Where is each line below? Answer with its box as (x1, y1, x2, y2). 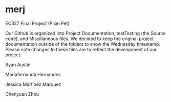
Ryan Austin (5, 61, 31, 67)
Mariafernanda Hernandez (5, 71, 61, 77)
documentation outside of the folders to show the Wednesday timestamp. (5, 41, 160, 47)
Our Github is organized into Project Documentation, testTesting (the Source (5, 30, 166, 36)
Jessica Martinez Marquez (5, 81, 61, 87)
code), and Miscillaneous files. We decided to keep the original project (5, 36, 154, 42)
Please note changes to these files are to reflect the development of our (5, 46, 157, 52)
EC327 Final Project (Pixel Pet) (5, 20, 70, 26)
